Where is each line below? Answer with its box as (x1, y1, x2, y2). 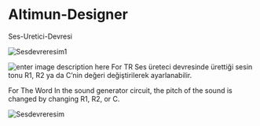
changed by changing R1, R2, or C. (8, 94, 120, 103)
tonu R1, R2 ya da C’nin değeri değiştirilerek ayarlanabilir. (8, 70, 192, 80)
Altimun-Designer (8, 6, 128, 24)
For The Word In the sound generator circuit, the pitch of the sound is (8, 85, 233, 95)
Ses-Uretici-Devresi (8, 31, 73, 41)
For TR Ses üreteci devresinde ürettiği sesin (111, 61, 253, 72)
